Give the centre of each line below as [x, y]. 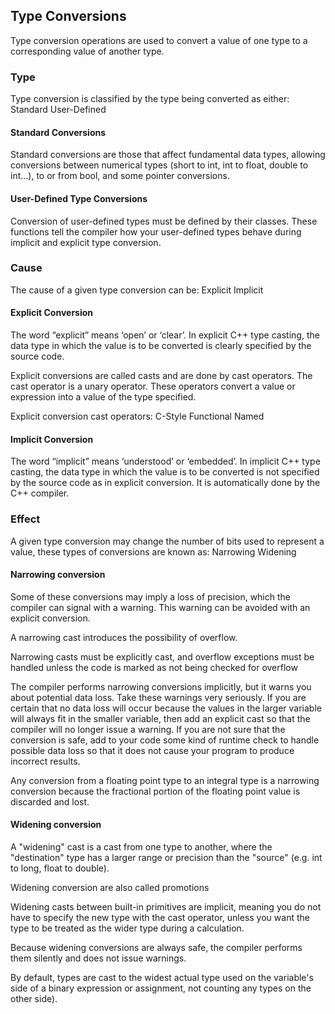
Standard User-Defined [58, 110]
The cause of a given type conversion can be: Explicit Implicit [137, 290]
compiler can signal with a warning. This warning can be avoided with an [160, 607]
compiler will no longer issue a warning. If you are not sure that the [148, 729]
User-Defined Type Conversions [79, 198]
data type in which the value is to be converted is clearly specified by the [161, 346]
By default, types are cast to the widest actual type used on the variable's [162, 977]
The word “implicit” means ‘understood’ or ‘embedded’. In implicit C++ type [165, 461]
